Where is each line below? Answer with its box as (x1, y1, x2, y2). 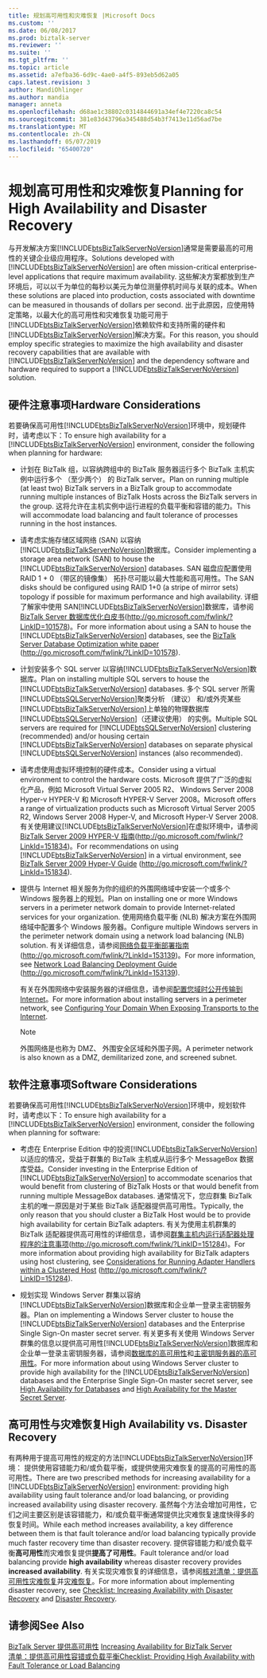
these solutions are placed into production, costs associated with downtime (8, 291, 256, 300)
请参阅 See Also (8, 1619, 85, 1633)
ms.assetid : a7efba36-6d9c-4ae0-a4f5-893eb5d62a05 (8, 71, 180, 79)
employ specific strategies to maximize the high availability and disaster (8, 339, 244, 349)
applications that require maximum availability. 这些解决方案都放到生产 (25, 272, 256, 281)
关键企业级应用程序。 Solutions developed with (21, 253, 175, 263)
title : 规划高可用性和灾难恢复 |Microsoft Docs (8, 11, 156, 20)
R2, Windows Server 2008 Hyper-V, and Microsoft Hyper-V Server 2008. (19, 812, 258, 821)
